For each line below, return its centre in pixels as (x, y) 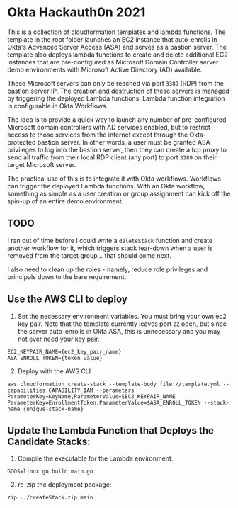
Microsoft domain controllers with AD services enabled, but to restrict (109, 127)
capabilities (27, 390)
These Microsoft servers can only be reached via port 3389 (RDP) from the (116, 83)
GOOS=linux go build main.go (50, 472)
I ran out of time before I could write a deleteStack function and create (110, 240)
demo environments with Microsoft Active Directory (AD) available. (105, 69)
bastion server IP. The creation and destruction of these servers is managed (119, 91)
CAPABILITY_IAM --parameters (91, 390)
